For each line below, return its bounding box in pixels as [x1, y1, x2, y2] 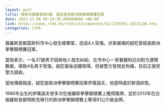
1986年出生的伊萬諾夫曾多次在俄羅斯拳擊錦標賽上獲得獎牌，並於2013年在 [5, 91, 156, 97]
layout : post [5, 7, 32, 12]
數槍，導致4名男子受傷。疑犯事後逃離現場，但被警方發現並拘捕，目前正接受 [5, 63, 161, 69]
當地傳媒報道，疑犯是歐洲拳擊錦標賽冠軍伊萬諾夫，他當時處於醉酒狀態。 [5, 80, 153, 86]
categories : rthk [5, 26, 41, 31]
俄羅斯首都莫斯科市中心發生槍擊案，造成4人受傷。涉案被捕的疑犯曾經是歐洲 [5, 40, 161, 46]
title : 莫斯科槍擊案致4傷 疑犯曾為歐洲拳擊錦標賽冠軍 [5, 12, 104, 17]
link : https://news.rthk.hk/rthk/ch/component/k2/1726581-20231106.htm [5, 21, 157, 26]
